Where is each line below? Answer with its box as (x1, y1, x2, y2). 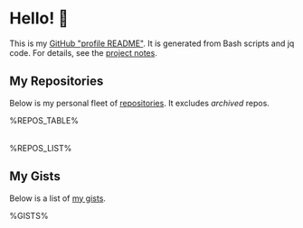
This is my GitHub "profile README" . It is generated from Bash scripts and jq (9, 38, 295, 49)
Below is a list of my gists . (9, 193, 107, 204)
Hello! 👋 (9, 8, 70, 29)
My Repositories (9, 74, 104, 89)
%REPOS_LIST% (9, 142, 72, 153)
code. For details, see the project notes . (9, 47, 158, 58)
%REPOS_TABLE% (9, 114, 80, 125)
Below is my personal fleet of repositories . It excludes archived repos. (9, 97, 270, 108)
